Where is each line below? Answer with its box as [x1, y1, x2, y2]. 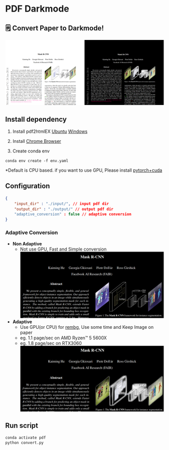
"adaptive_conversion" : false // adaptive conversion [14, 212, 132, 217]
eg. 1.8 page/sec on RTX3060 [20, 340, 82, 346]
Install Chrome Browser [12, 138, 61, 144]
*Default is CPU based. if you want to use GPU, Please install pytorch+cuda [5, 167, 162, 173]
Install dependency [5, 115, 67, 124]
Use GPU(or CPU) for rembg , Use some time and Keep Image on [20, 324, 154, 330]
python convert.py [5, 440, 44, 445]
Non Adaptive [12, 240, 42, 246]
